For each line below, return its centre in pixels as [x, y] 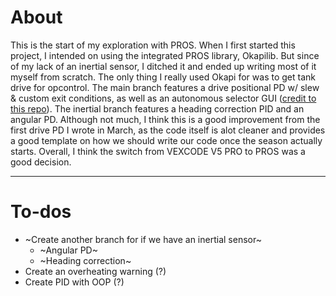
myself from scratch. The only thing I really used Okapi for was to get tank [163, 77]
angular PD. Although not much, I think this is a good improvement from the [165, 119]
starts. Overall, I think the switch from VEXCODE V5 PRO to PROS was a [158, 151]
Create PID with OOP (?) [74, 282]
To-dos [41, 212]
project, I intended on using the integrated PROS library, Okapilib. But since [165, 55]
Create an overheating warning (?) [95, 271]
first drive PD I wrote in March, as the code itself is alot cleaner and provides [168, 130]
